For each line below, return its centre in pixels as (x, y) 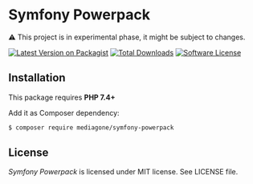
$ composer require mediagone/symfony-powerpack (91, 127)
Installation (37, 78)
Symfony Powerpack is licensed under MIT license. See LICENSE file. (123, 172)
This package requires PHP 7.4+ (62, 97)
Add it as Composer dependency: (64, 112)
